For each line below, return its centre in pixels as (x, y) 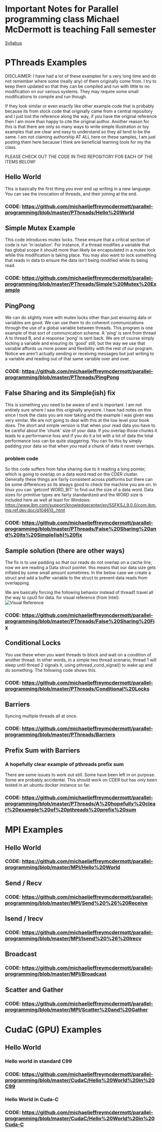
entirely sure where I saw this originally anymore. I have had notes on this (78, 410)
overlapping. (18, 583)
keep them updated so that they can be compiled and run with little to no (77, 86)
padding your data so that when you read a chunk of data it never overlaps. (80, 446)
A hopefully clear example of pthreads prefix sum (65, 764)
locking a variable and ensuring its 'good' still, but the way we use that (75, 343)
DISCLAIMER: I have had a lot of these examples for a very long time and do (81, 76)
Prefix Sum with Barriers (43, 750)
